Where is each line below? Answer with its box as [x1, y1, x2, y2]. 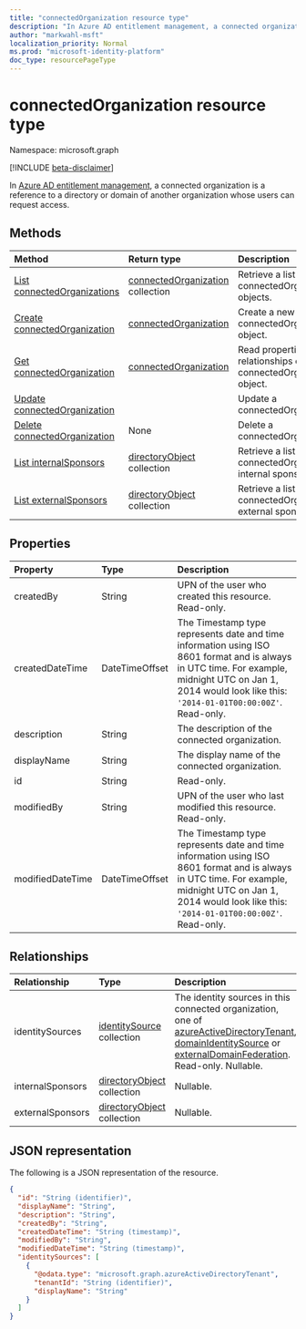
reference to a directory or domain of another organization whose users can [9, 189, 295, 201]
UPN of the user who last [177, 789, 284, 802]
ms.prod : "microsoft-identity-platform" [9, 47, 166, 57]
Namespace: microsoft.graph [9, 144, 119, 155]
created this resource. [177, 590, 271, 603]
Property [14, 562, 54, 575]
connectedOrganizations [14, 284, 120, 297]
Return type [127, 252, 181, 265]
